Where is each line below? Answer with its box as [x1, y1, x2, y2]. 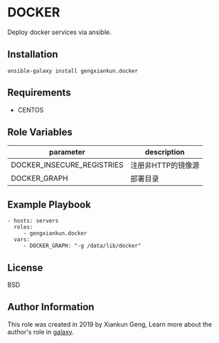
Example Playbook [7, 199, 91, 211]
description [144, 147, 185, 157]
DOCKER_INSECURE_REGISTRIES [11, 160, 124, 170]
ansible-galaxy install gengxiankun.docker [7, 67, 139, 75]
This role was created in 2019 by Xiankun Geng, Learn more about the [7, 320, 213, 328]
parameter [48, 147, 85, 157]
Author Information [7, 301, 95, 313]
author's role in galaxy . [7, 327, 75, 336]
